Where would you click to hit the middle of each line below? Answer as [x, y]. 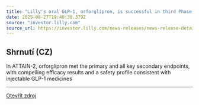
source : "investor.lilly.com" [44, 22]
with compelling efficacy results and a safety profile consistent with [89, 73]
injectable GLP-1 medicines [39, 79]
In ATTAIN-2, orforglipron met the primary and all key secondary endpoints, [98, 66]
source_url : [21, 28]
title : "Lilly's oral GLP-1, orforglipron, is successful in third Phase [99, 12]
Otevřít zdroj [21, 96]
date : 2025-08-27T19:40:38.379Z [46, 17]
